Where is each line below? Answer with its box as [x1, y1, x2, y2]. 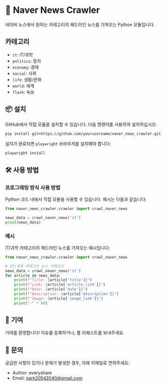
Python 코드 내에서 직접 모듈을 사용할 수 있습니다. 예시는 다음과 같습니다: [5, 196, 147, 202]
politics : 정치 [12, 58, 41, 64]
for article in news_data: [5, 273, 61, 278]
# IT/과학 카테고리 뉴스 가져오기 [5, 264, 64, 269]
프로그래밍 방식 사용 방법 [5, 184, 61, 191]
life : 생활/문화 [12, 77, 42, 83]
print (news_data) [5, 220, 41, 225]
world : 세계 [12, 83, 35, 89]
